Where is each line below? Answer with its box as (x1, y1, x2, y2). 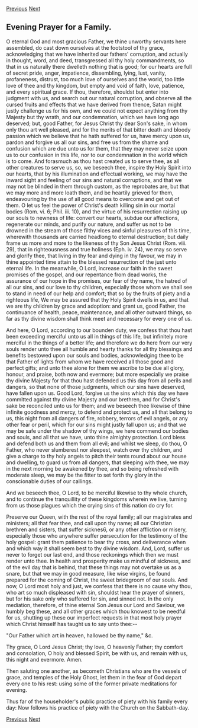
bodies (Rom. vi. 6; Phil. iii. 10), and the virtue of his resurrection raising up (6, 207, 187, 215)
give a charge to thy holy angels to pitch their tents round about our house (6, 452, 187, 459)
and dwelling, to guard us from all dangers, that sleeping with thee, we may (6, 459, 189, 466)
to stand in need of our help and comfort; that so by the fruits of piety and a (6, 290, 190, 297)
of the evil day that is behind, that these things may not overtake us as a (6, 563, 181, 571)
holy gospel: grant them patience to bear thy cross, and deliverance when (6, 538, 186, 545)
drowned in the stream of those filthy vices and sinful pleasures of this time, (6, 226, 191, 234)
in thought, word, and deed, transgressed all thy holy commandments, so (6, 56, 184, 64)
